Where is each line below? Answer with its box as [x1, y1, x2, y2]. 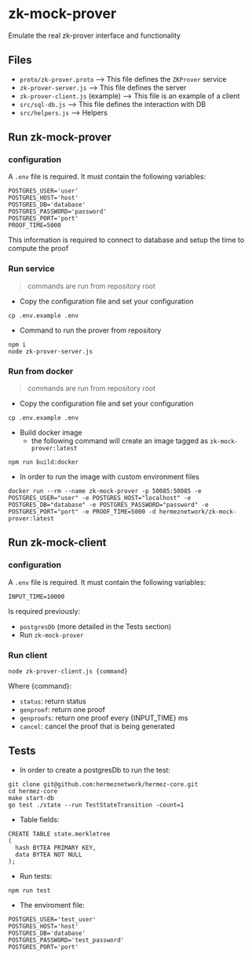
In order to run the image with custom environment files [19, 472, 200, 482]
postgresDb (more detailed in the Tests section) [19, 622, 172, 631]
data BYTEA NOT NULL [15, 851, 82, 858]
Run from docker [8, 366, 74, 377]
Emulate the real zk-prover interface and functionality [8, 31, 181, 40]
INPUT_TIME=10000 [8, 593, 65, 601]
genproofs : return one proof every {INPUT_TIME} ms [19, 713, 188, 723]
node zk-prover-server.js [8, 347, 93, 355]
